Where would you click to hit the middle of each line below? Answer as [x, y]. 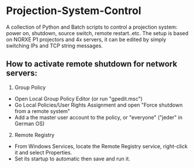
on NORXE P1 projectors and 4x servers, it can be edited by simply [86, 39]
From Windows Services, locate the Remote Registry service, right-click [101, 146]
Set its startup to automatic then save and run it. [72, 159]
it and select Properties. [43, 152]
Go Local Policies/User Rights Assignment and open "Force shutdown [98, 105]
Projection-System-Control [74, 11]
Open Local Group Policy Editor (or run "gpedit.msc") [79, 98]
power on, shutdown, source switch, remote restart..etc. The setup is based [97, 33]
